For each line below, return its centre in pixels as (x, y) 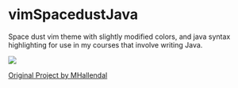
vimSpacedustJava (73, 15)
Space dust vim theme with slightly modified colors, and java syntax (119, 36)
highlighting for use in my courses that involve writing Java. (106, 44)
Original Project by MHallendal (58, 75)
